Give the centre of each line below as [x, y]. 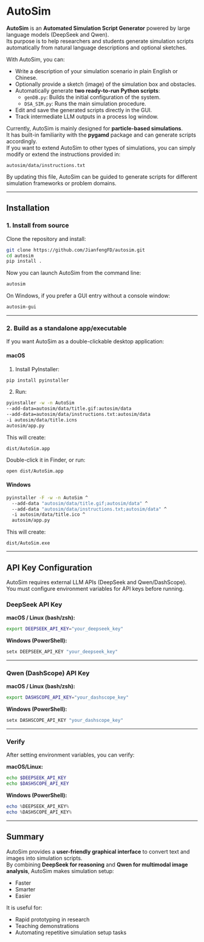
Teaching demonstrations [47, 926]
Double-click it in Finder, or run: [46, 460]
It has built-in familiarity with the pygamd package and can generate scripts [101, 135]
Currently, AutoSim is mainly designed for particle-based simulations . [95, 128]
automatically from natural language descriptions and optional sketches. [97, 48]
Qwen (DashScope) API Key [48, 673]
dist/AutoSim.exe [28, 543]
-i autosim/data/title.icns [42, 420]
